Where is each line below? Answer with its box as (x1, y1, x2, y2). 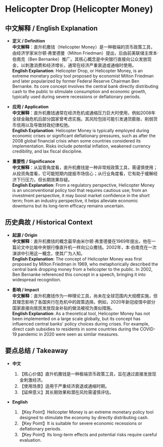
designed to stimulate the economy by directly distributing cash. (19, 414, 149, 420)
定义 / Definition (12, 38, 45, 43)
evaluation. (19, 437, 42, 443)
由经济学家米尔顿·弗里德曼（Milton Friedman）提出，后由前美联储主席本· (12, 50, 159, 56)
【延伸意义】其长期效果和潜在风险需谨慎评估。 (19, 389, 114, 395)
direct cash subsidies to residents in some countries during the (12, 326, 139, 332)
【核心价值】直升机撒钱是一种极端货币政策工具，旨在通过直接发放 (19, 371, 152, 377)
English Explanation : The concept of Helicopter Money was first (12, 256, 143, 262)
